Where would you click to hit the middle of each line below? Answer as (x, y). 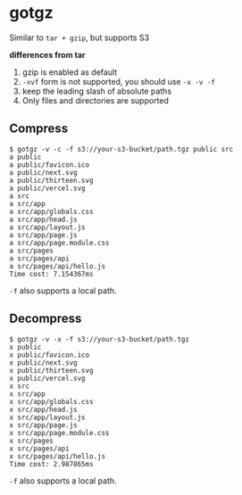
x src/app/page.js (43, 425)
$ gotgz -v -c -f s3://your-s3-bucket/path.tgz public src (121, 149)
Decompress (46, 319)
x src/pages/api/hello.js (57, 456)
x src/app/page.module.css (59, 433)
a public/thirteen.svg (51, 180)
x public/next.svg (43, 363)
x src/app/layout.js (48, 417)
